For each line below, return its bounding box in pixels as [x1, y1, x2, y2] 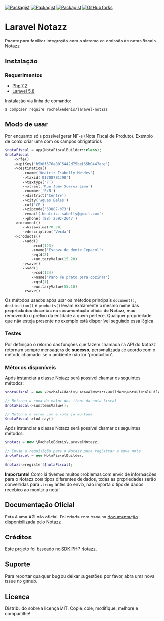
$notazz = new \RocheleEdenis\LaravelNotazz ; [5, 440, 99, 445]
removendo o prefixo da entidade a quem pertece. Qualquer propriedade [5, 313, 152, 319]
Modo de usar [5, 120, 48, 129]
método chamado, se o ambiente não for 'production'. [5, 352, 113, 357]
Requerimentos [5, 72, 42, 79]
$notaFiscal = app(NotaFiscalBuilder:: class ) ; [5, 148, 102, 153]
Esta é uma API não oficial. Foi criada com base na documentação [5, 514, 138, 519]
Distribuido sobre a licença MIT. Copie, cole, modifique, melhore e [5, 605, 138, 611]
